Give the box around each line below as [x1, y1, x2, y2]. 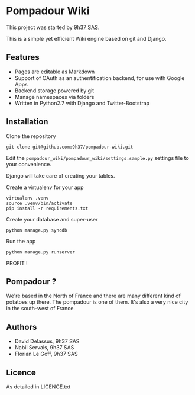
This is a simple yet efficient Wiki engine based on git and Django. [6, 35, 167, 42]
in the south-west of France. [6, 305, 76, 312]
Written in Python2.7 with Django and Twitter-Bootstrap [14, 99, 149, 107]
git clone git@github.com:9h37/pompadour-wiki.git [6, 144, 134, 150]
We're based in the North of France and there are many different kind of [6, 292, 181, 300]
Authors [6, 322, 37, 332]
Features [6, 52, 40, 63]
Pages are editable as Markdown [14, 68, 95, 75]
